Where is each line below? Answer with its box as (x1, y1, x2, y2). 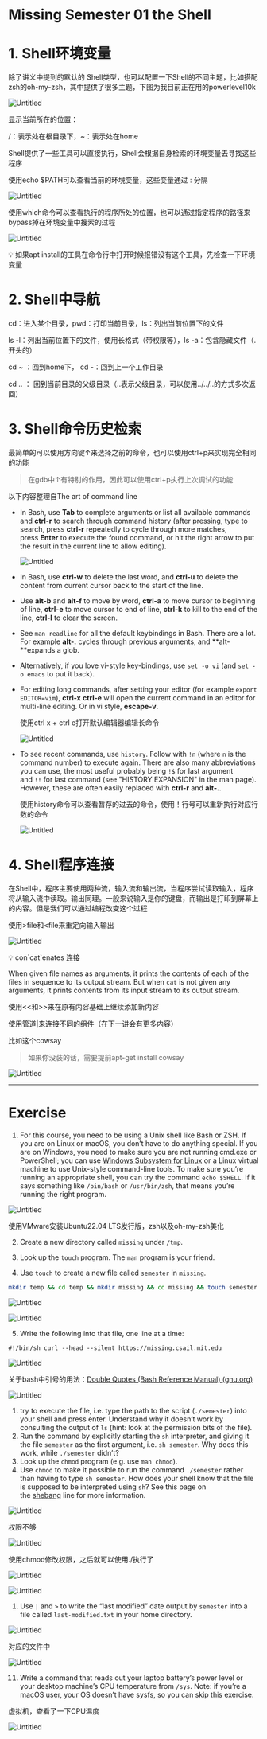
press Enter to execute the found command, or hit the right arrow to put (19, 533, 255, 542)
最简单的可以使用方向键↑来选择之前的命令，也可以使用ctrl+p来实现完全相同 (8, 448, 257, 457)
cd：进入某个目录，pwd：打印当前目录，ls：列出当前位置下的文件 (8, 318, 224, 328)
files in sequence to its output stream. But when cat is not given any (8, 977, 231, 986)
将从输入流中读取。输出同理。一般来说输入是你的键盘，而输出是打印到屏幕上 (8, 893, 259, 903)
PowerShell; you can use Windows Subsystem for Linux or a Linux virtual (19, 1156, 259, 1165)
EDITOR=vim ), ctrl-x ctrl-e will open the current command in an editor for (19, 693, 256, 702)
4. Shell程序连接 (8, 856, 114, 874)
